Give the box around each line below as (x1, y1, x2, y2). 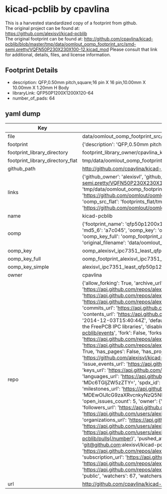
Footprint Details (5, 66, 58, 75)
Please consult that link (110, 46, 158, 52)
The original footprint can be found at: (5, 36, 83, 42)
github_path (7, 165, 36, 172)
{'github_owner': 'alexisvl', (82, 173, 144, 180)
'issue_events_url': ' (82, 360, 128, 367)
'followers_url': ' (82, 404, 119, 411)
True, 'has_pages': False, (82, 348, 141, 355)
